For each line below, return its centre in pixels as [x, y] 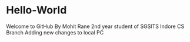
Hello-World [36, 10]
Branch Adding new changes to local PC [55, 32]
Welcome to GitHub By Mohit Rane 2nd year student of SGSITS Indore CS [95, 26]
